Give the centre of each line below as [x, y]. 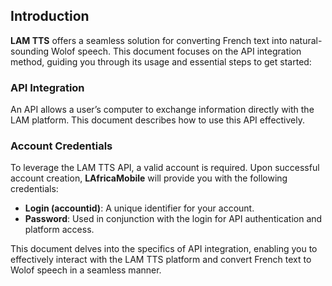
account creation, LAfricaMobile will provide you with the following [149, 178]
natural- [306, 40]
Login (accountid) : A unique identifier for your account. [139, 208]
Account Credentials [61, 146]
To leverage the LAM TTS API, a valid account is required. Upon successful [165, 168]
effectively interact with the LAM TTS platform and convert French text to [161, 260]
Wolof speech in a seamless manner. [86, 270]
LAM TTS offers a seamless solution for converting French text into [149, 40]
